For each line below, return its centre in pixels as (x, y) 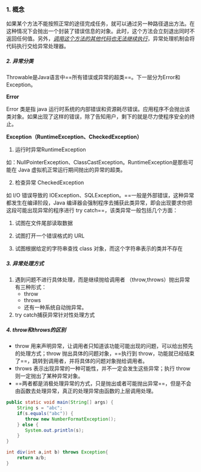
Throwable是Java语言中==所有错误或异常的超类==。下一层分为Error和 (93, 77)
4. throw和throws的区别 (36, 330)
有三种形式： (31, 287)
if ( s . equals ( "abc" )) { (45, 413)
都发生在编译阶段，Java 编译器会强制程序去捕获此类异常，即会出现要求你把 (99, 203)
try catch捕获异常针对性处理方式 (55, 315)
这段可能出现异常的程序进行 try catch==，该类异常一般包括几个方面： (92, 211)
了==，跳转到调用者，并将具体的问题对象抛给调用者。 (81, 361)
